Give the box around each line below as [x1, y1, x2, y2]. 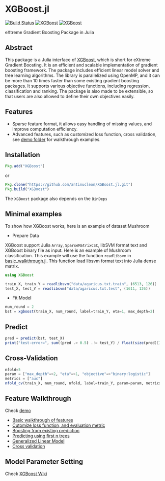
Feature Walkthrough [5, 394, 71, 403]
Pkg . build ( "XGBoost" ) [5, 187, 50, 192]
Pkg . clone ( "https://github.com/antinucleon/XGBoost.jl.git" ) [5, 182, 133, 187]
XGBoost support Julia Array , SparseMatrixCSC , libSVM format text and [5, 242, 147, 248]
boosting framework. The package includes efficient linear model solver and [5, 67, 160, 73]
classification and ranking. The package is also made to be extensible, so [5, 88, 153, 94]
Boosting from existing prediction [12, 427, 80, 433]
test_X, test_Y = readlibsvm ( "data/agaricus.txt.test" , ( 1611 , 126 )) [5, 286, 151, 291]
